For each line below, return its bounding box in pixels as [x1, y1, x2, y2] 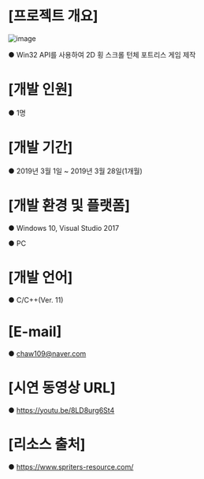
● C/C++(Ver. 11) [8, 295, 64, 304]
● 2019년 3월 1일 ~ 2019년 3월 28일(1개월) [8, 166, 143, 176]
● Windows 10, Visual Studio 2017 [8, 223, 120, 232]
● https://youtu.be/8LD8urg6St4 [8, 405, 115, 414]
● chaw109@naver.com [8, 348, 87, 358]
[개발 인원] [8, 80, 73, 98]
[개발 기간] [8, 139, 73, 157]
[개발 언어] [8, 269, 73, 286]
